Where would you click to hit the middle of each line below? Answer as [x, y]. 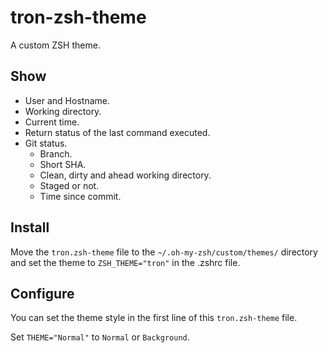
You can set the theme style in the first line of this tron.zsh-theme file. [154, 318]
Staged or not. [69, 185]
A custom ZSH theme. [55, 45]
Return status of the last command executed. [117, 132]
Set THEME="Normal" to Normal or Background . [100, 337]
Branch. [56, 153]
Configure [42, 293]
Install [30, 227]
